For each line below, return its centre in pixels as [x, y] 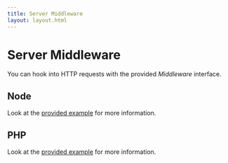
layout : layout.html [38, 20]
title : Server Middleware [45, 14]
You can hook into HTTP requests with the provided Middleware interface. [114, 74]
